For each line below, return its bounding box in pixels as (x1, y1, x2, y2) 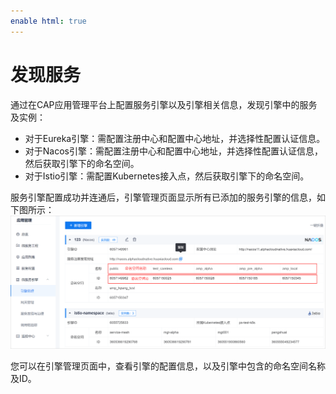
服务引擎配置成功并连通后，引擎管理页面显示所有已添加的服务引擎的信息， (10, 191, 317, 203)
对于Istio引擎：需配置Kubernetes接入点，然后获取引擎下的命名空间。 (24, 170, 310, 182)
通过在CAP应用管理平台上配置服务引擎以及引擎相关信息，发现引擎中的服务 (10, 98, 318, 110)
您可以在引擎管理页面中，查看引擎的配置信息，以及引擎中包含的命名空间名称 (10, 360, 326, 372)
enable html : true (10, 16, 87, 26)
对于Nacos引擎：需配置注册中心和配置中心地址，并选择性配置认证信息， (24, 145, 323, 157)
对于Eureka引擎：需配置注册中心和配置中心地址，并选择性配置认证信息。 (24, 132, 326, 144)
